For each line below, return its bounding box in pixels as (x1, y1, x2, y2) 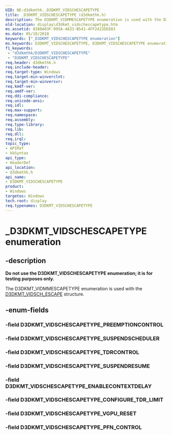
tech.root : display (5, 198, 47, 203)
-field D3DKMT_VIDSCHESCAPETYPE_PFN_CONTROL (5, 424, 142, 431)
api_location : (5, 165, 36, 170)
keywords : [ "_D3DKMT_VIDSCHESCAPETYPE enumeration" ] (5, 36, 120, 42)
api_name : (5, 174, 27, 180)
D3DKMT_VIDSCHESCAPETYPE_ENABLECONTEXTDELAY (5, 383, 152, 390)
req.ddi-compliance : (5, 93, 50, 98)
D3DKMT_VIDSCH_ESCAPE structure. (5, 291, 84, 297)
